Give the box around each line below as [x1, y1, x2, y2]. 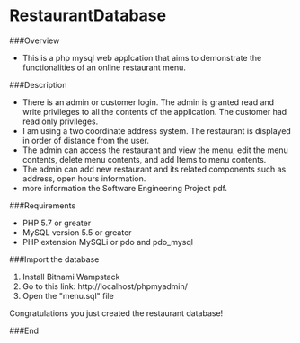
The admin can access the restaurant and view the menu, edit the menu [22, 145, 289, 155]
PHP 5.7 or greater [22, 217, 92, 228]
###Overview [9, 35, 60, 46]
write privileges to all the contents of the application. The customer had [22, 106, 287, 117]
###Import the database [9, 253, 100, 265]
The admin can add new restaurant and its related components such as [22, 163, 287, 174]
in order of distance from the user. [22, 135, 150, 145]
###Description [9, 79, 67, 90]
